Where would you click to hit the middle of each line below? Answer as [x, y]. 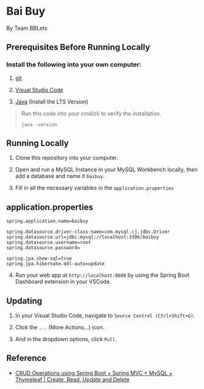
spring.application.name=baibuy [47, 221]
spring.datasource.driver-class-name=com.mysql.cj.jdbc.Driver [88, 232]
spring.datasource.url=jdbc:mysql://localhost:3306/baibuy [83, 237]
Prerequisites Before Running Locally [78, 47]
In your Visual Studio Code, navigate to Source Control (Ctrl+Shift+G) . [105, 316]
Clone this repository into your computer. [67, 158]
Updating [24, 301]
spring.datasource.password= [43, 248]
